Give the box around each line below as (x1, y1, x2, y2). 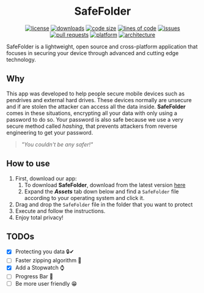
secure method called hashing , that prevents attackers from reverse (6, 122, 178, 130)
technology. (6, 56, 37, 63)
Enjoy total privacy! (15, 213, 64, 221)
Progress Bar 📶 (15, 273, 54, 280)
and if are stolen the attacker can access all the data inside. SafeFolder (6, 103, 186, 110)
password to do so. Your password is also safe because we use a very (6, 116, 184, 123)
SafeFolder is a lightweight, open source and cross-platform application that (6, 43, 198, 50)
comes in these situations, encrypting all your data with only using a (6, 109, 178, 117)
